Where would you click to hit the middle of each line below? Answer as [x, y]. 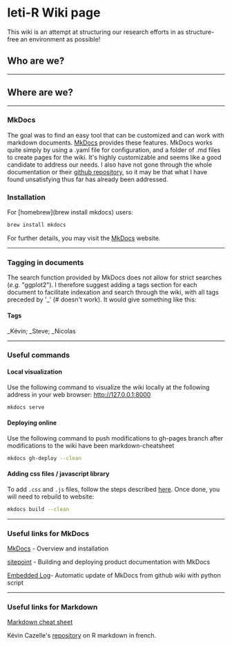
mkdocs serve [26, 407]
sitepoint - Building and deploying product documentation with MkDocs [109, 562]
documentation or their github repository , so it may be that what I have [107, 172]
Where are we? [40, 92]
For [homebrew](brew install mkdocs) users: [70, 212]
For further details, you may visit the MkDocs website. [84, 238]
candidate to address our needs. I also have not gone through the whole [110, 165]
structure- [200, 32]
